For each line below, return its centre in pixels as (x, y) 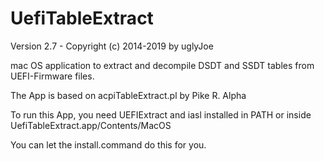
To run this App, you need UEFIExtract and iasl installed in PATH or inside (161, 114)
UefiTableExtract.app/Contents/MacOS (91, 125)
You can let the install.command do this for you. (108, 144)
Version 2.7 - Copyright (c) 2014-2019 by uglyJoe (112, 46)
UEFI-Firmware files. (52, 76)
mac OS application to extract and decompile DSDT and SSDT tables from (162, 65)
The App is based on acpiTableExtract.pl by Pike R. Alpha (128, 95)
